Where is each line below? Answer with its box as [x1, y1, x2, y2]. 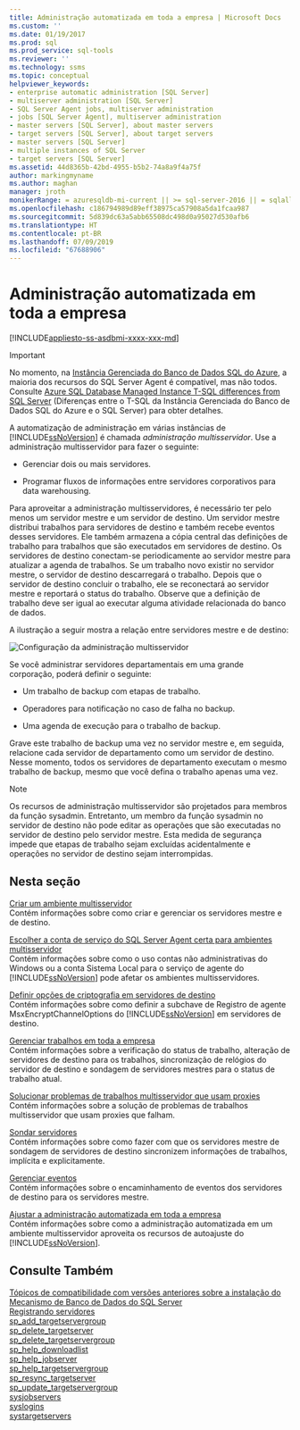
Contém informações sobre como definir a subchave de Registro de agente [9, 999, 287, 1009]
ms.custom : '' [9, 21, 62, 30]
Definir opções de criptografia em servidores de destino [9, 989, 216, 1000]
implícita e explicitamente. [9, 1155, 105, 1166]
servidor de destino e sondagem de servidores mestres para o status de [9, 1064, 275, 1075]
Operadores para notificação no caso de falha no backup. [21, 703, 236, 715]
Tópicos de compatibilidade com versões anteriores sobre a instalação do [9, 1287, 281, 1298]
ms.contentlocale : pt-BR [9, 229, 102, 238]
